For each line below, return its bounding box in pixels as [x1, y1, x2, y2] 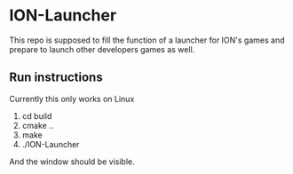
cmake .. [21, 120, 54, 130]
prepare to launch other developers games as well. [9, 43, 195, 54]
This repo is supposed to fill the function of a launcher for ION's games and [9, 35, 286, 45]
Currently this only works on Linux [9, 93, 135, 104]
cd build [21, 110, 52, 121]
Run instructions [9, 70, 104, 85]
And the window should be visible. [9, 156, 135, 167]
